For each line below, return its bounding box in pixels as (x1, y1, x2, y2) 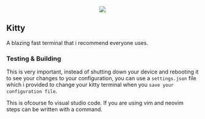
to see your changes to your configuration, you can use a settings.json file (6, 75, 196, 82)
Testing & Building (6, 54, 62, 63)
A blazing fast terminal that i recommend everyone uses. (6, 39, 148, 46)
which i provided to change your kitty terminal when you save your (6, 81, 174, 89)
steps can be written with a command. (6, 106, 103, 113)
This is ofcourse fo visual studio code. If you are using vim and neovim (6, 100, 184, 107)
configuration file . (6, 87, 57, 95)
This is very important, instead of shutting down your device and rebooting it (6, 68, 199, 75)
